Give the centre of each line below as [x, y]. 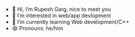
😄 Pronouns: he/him [37, 28]
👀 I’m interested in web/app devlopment [61, 16]
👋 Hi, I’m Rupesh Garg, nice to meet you [61, 9]
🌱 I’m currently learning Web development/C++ [71, 22]
